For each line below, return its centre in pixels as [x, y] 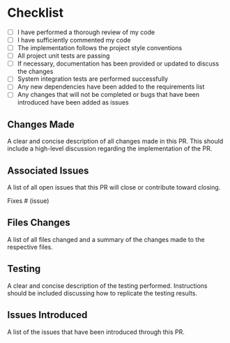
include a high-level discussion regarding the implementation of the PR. [110, 148]
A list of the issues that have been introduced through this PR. [96, 332]
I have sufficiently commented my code [74, 40]
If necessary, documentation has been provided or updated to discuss [118, 63]
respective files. [30, 247]
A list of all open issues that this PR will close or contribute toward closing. [114, 188]
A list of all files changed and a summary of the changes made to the [106, 239]
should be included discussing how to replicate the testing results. [102, 293]
